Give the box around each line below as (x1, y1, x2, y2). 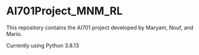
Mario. (6, 30, 22, 37)
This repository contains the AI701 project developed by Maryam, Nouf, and (6, 24, 194, 31)
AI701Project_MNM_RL (6, 4, 123, 18)
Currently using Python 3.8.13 (6, 42, 79, 49)
